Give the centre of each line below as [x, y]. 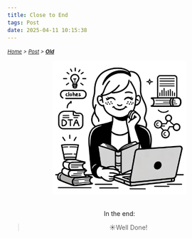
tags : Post [23, 22]
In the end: [119, 214]
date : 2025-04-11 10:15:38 [47, 30]
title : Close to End [38, 15]
